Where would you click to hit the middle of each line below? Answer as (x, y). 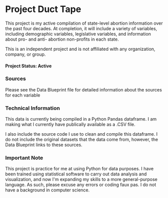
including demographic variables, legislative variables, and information (78, 34)
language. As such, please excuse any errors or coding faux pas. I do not (81, 185)
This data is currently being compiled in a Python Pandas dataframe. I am (81, 119)
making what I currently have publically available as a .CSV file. (70, 125)
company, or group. (26, 54)
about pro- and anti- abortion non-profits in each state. (62, 39)
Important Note (24, 158)
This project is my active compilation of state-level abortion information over (84, 23)
